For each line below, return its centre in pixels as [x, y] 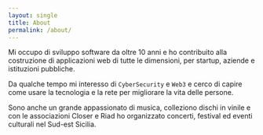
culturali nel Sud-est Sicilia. [52, 124]
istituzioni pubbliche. [42, 69]
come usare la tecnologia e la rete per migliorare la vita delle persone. [121, 93]
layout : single [33, 15]
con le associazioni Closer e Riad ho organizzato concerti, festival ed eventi [130, 116]
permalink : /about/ [40, 30]
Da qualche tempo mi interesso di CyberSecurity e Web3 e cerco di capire [125, 84]
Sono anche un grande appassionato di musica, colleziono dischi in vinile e [130, 108]
